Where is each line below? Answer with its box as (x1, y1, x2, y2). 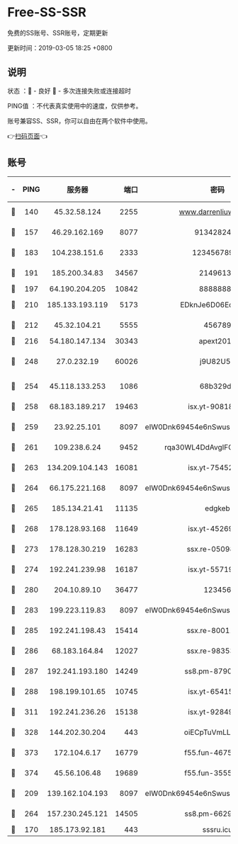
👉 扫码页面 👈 (7, 132, 48, 140)
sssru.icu (202, 824, 233, 834)
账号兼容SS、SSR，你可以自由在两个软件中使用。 (7, 116, 152, 125)
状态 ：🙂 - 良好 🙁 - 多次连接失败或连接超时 (7, 86, 131, 95)
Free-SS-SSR (7, 4, 86, 21)
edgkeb (205, 503, 230, 513)
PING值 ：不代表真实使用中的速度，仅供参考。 (7, 101, 142, 110)
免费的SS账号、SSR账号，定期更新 (7, 28, 108, 37)
